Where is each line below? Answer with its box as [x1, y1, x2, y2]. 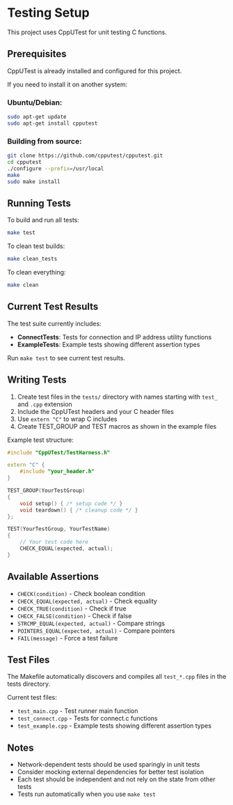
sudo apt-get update [7, 114, 67, 121]
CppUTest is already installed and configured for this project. [7, 66, 182, 75]
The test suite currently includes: [7, 319, 102, 328]
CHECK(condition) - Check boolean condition [17, 589, 146, 597]
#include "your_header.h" [19, 468, 95, 475]
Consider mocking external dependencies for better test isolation [17, 768, 204, 776]
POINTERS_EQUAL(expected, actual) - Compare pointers [17, 626, 175, 635]
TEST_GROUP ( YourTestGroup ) [7, 487, 86, 494]
